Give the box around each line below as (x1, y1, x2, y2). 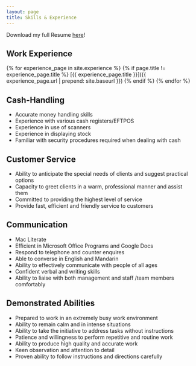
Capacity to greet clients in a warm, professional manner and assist (14, 182, 183, 190)
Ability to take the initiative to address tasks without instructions (14, 327, 174, 334)
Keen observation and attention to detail (14, 346, 115, 353)
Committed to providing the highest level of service (14, 196, 143, 203)
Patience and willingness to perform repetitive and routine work (14, 333, 173, 341)
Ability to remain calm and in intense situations (14, 321, 131, 328)
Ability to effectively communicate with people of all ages (14, 261, 158, 269)
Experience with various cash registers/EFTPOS (14, 117, 134, 124)
